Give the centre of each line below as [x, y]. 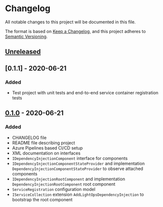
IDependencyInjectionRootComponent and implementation [69, 179]
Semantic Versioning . [26, 36]
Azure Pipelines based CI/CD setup [47, 148]
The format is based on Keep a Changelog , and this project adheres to [75, 31]
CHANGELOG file [29, 138]
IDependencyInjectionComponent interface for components [70, 158]
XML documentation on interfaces [46, 153]
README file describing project [44, 143]
